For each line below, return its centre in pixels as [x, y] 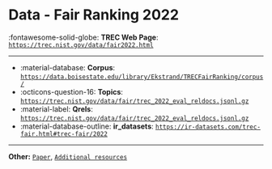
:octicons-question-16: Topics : [72, 91]
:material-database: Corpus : [68, 67]
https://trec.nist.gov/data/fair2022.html [81, 45]
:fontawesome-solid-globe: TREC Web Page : [83, 37]
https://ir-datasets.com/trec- [208, 127]
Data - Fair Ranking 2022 [94, 15]
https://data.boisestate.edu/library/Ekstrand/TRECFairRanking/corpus [142, 77]
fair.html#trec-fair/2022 [64, 134]
